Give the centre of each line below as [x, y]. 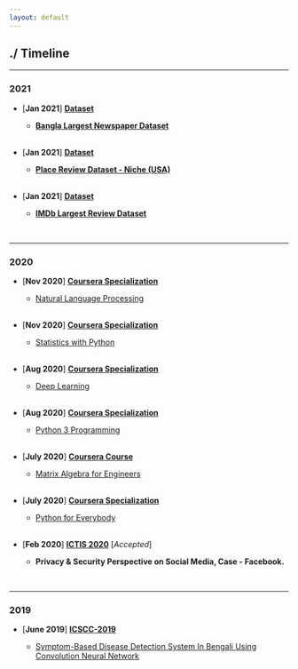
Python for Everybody [75, 518]
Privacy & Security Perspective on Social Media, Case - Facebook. [160, 561]
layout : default [39, 17]
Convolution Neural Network [87, 656]
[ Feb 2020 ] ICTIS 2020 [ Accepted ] [87, 545]
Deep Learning [63, 386]
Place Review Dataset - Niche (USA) [103, 169]
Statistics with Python [75, 342]
